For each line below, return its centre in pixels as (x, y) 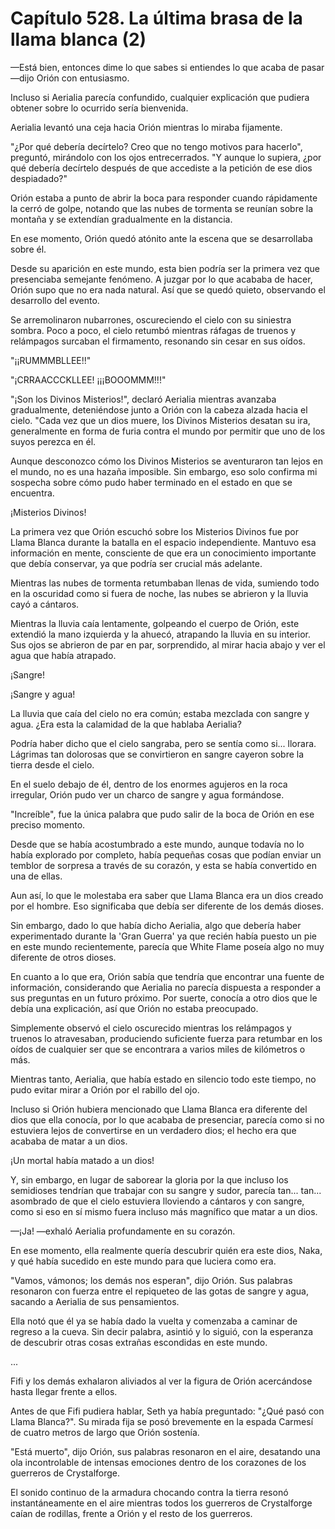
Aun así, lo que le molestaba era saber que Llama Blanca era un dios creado (167, 895)
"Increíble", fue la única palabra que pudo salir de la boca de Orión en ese (162, 814)
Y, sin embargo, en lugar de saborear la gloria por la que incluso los (149, 1179)
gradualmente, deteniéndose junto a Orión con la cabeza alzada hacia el (159, 409)
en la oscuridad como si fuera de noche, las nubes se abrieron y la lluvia (159, 593)
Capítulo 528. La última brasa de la (156, 18)
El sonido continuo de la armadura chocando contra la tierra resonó (149, 1492)
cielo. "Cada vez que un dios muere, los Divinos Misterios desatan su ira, (160, 420)
